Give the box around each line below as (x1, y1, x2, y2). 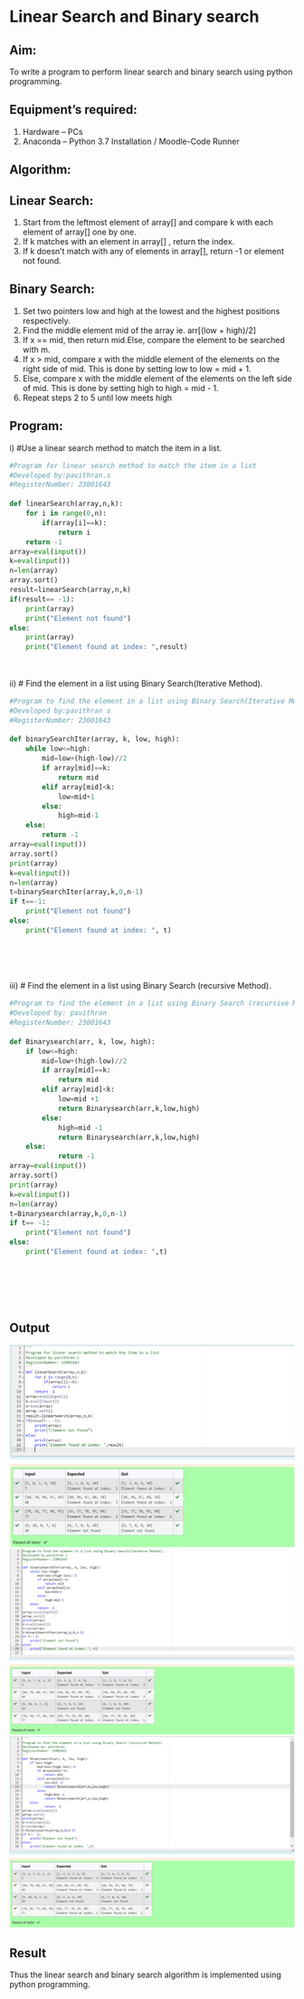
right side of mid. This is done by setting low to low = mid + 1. (22, 363, 252, 374)
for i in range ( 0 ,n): (25, 509, 107, 518)
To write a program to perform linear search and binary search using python (9, 66, 293, 77)
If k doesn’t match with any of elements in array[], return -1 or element (22, 246, 285, 257)
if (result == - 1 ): (9, 595, 75, 604)
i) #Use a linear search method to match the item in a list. (9, 442, 223, 454)
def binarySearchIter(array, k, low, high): (9, 735, 180, 744)
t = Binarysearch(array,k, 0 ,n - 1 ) (9, 1209, 128, 1219)
